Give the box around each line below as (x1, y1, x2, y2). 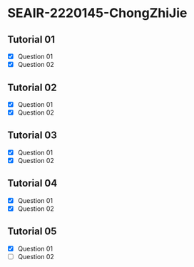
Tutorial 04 (7, 177, 58, 189)
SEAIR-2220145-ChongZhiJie (7, 5, 188, 21)
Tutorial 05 (7, 226, 57, 238)
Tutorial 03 (7, 130, 57, 142)
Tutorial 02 (7, 81, 57, 93)
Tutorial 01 (7, 33, 56, 46)
